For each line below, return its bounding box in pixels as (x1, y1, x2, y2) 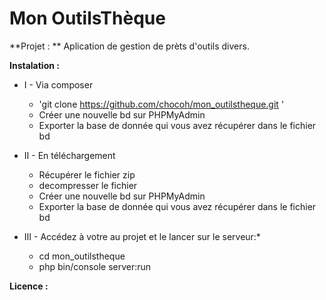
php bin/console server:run (38, 260, 152, 272)
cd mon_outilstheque (38, 250, 126, 262)
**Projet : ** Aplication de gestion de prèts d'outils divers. (9, 40, 250, 52)
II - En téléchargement (23, 149, 116, 161)
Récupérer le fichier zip (38, 168, 136, 181)
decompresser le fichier (38, 179, 138, 191)
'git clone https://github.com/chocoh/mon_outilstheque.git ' (38, 98, 285, 110)
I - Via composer (23, 78, 94, 91)
